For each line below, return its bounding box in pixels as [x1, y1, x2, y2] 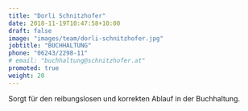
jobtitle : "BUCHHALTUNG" [8, 42, 92, 50]
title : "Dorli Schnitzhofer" [8, 11, 106, 20]
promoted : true [8, 64, 60, 72]
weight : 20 [8, 72, 45, 80]
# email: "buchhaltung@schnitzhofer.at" [8, 57, 147, 65]
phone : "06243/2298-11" [8, 49, 89, 57]
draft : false [8, 27, 52, 35]
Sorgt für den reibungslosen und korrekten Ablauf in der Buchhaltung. [8, 93, 240, 103]
